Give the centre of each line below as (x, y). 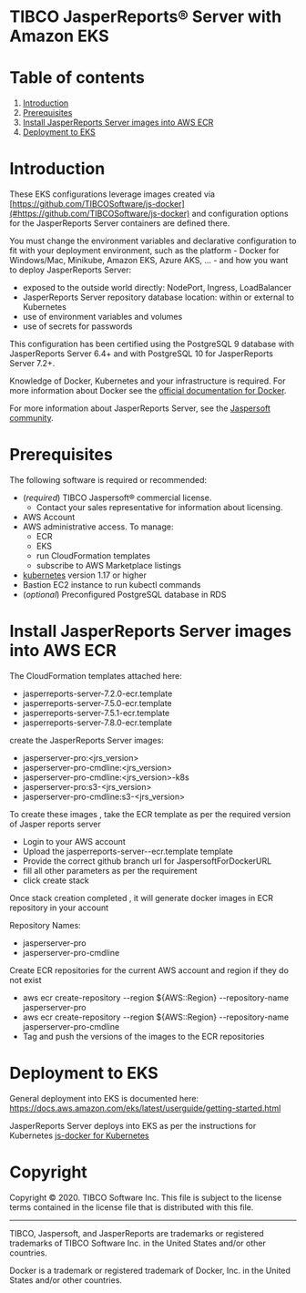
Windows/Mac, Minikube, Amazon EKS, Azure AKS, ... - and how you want (149, 261)
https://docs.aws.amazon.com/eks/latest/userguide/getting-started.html (145, 1108)
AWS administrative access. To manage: (98, 527)
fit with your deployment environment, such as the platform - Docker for (144, 251)
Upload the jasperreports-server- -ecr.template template (128, 851)
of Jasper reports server (56, 824)
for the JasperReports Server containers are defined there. (120, 223)
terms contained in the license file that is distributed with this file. (132, 1207)
